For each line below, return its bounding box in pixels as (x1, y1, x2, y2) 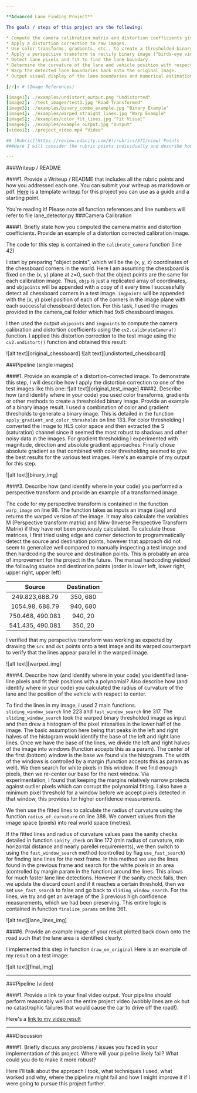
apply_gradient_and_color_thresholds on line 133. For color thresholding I (6, 416, 185, 423)
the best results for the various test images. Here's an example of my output (6, 454, 190, 461)
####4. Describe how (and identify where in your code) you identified (6, 672, 175, 679)
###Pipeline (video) (6, 980, 54, 987)
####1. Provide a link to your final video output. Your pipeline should (6, 991, 171, 998)
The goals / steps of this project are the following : (6, 24, 143, 30)
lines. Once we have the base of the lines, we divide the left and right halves (6, 739, 191, 746)
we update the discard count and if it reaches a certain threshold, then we (6, 881, 185, 888)
